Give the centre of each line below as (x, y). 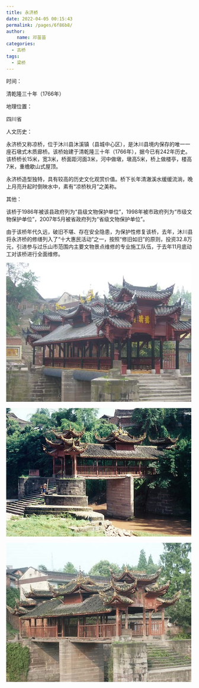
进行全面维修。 (45, 254)
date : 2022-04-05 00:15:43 (39, 19)
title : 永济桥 (22, 12)
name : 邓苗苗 (31, 38)
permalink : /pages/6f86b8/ (39, 25)
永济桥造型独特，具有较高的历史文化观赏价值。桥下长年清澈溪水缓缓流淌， (97, 179)
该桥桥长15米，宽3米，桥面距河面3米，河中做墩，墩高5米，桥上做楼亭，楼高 (99, 159)
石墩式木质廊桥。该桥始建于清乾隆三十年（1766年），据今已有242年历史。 (101, 151)
